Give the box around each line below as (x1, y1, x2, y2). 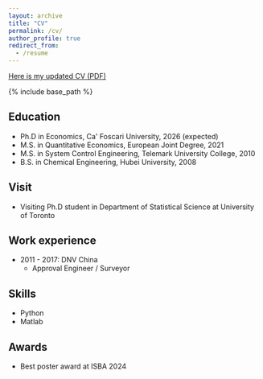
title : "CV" (8, 19, 48, 27)
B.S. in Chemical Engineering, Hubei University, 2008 (19, 157, 197, 167)
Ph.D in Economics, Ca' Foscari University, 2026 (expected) (19, 131, 219, 141)
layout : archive (8, 11, 63, 20)
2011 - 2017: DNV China (19, 255, 98, 265)
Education (8, 110, 61, 124)
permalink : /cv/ (8, 27, 63, 35)
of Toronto (19, 210, 55, 220)
